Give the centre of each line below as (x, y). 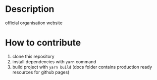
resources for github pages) (41, 72)
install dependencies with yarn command (54, 61)
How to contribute (43, 43)
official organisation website (34, 23)
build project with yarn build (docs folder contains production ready (82, 67)
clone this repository (33, 56)
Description (30, 9)
